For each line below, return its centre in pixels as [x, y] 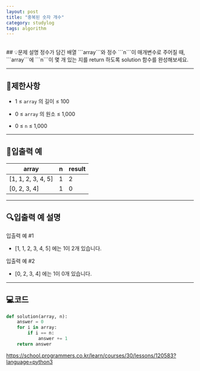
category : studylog [30, 23]
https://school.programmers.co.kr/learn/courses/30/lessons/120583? [91, 356]
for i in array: [37, 328]
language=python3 [29, 361]
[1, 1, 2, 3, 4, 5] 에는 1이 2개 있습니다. [58, 248]
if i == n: [41, 333]
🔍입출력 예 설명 [34, 218]
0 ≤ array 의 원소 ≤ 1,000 [45, 114]
